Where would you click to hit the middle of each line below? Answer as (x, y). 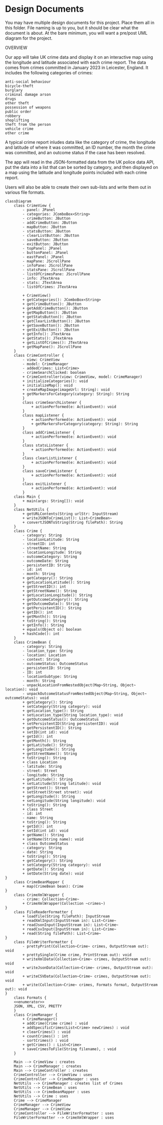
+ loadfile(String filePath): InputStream (66, 916)
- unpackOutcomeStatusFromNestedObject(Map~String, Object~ (85, 693)
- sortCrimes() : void (45, 1040)
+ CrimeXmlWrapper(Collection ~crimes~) (64, 903)
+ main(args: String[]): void (53, 501)
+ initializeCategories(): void (55, 381)
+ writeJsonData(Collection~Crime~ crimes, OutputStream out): (88, 967)
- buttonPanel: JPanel (45, 253)
